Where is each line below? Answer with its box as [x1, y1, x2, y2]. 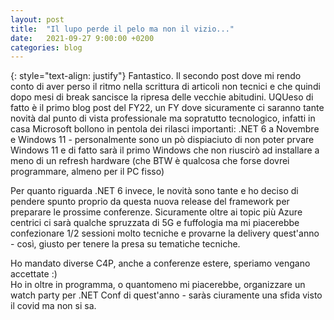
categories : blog [10, 42, 83, 53]
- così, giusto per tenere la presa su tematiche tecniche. [10, 238, 241, 250]
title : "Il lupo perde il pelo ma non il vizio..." [10, 24, 235, 34]
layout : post [10, 14, 65, 25]
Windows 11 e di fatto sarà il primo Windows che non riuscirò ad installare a [10, 144, 320, 156]
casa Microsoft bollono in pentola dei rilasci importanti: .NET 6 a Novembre [10, 123, 320, 135]
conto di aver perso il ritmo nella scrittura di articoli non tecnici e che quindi [10, 81, 321, 93]
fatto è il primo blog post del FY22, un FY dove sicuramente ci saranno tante [10, 102, 325, 114]
